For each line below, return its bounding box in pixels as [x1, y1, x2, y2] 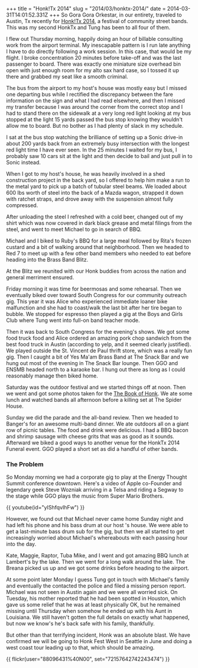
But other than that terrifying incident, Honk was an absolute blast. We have [6, 631, 190, 638]
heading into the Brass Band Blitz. [6, 256, 89, 263]
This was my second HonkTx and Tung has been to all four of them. [6, 24, 171, 31]
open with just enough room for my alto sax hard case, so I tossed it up [6, 67, 179, 73]
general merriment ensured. [6, 274, 74, 280]
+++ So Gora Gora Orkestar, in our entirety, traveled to [49, 11, 182, 18]
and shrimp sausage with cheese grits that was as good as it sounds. [6, 433, 174, 440]
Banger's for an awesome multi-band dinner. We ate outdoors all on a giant [6, 420, 189, 427]
